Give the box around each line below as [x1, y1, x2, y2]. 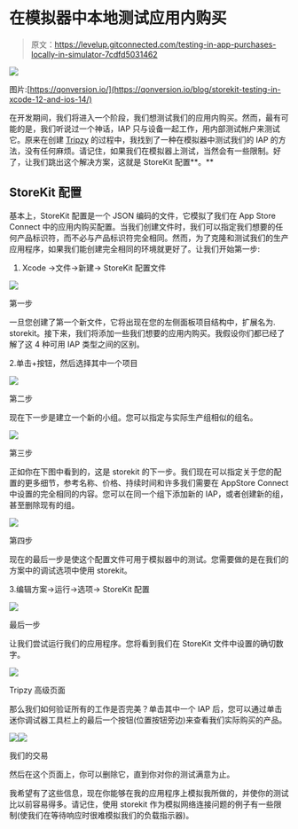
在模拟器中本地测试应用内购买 [9, 8, 228, 28]
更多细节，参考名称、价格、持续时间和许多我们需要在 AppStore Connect [24, 477, 289, 488]
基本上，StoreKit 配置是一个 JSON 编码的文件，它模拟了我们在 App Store [9, 210, 277, 221]
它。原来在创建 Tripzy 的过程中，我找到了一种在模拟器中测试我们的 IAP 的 [9, 134, 279, 145]
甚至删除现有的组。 [9, 499, 80, 510]
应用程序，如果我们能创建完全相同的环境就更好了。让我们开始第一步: [9, 243, 261, 254]
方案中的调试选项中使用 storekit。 [9, 565, 133, 575]
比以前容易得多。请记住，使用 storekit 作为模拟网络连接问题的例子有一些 [9, 799, 274, 809]
